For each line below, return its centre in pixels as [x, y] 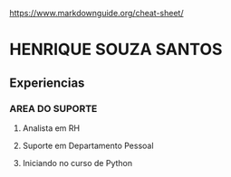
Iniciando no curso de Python [77, 163]
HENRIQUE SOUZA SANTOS [116, 50]
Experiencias [47, 83]
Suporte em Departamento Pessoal [88, 145]
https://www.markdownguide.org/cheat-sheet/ [96, 13]
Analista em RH [51, 128]
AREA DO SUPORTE [53, 108]
